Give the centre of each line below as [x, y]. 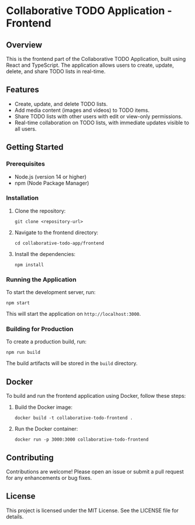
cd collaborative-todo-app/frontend [59, 243]
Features [23, 90]
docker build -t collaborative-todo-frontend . [73, 418]
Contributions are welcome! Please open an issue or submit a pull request [95, 472]
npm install [29, 265]
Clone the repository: [40, 211]
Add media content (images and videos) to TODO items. [82, 110]
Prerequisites [25, 164]
